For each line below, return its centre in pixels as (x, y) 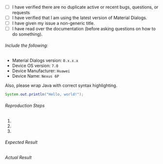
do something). (27, 34)
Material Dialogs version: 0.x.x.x (45, 61)
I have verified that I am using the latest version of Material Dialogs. (80, 18)
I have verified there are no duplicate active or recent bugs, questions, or (85, 7)
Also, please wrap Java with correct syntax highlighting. (61, 85)
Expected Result (21, 142)
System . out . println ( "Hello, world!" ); (44, 95)
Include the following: (27, 45)
